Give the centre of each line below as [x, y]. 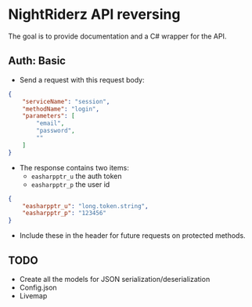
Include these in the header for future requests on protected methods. [132, 236]
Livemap [33, 295]
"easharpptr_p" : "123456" [65, 214]
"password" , [56, 131]
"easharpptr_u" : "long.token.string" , [85, 206]
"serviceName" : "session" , [66, 101]
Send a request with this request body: [82, 79]
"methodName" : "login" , [61, 109]
